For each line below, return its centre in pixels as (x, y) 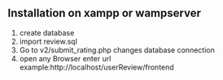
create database (47, 32)
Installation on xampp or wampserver (104, 13)
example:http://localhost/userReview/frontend (96, 67)
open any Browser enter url (65, 58)
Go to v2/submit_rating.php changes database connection (117, 50)
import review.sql (48, 41)
